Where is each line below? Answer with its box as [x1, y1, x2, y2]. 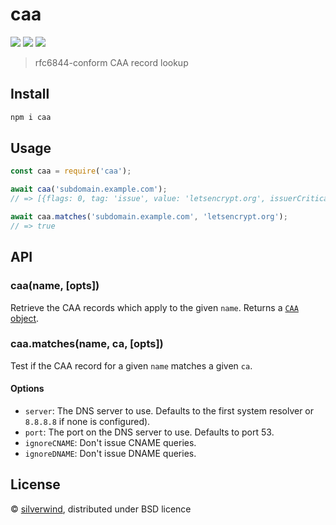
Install [10, 86, 50, 103]
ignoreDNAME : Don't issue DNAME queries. [24, 448, 197, 459]
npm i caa [10, 112, 52, 122]
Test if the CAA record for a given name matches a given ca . [10, 359, 253, 372]
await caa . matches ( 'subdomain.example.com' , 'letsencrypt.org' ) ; [10, 212, 288, 222]
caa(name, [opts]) [10, 279, 100, 293]
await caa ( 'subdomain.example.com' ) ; [10, 184, 168, 195]
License [10, 476, 61, 493]
